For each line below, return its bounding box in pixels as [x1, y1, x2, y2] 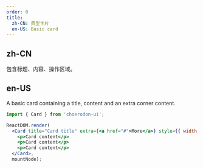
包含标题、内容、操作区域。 [6, 65, 76, 73]
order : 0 [6, 9, 29, 15]
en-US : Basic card [12, 26, 59, 32]
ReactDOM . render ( [6, 122, 50, 128]
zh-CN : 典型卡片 [12, 20, 50, 26]
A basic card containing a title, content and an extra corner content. [6, 99, 176, 107]
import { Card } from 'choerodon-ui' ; [6, 111, 105, 117]
